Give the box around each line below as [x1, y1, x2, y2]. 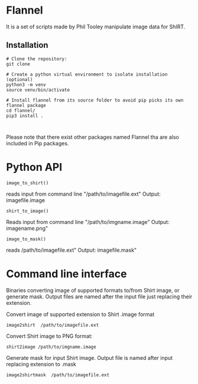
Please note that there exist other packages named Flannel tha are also [6, 134, 179, 141]
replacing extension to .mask [6, 360, 77, 367]
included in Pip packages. [6, 139, 69, 147]
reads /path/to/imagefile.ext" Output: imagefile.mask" [6, 246, 137, 253]
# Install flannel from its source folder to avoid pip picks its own [6, 97, 184, 103]
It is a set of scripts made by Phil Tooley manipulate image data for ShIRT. [6, 23, 186, 30]
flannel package [6, 102, 46, 108]
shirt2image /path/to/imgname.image [6, 344, 96, 350]
